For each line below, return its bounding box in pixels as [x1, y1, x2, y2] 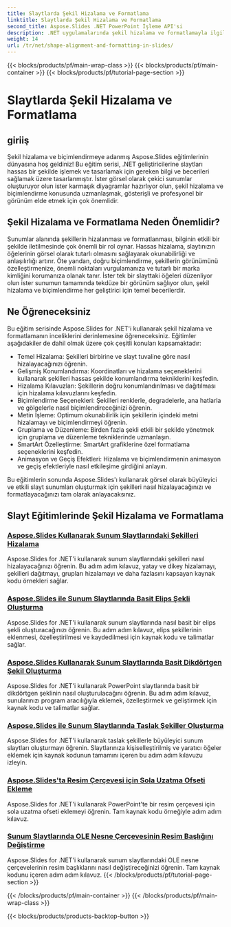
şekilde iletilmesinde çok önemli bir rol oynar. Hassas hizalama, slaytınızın [7, 242, 215, 250]
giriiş [7, 134, 30, 146]
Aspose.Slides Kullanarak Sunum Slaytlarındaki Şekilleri [7, 530, 199, 540]
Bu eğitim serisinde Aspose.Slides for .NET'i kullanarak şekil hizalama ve [7, 324, 212, 333]
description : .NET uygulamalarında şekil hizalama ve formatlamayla [7, 29, 208, 37]
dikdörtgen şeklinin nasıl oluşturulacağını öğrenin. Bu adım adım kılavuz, [7, 689, 211, 697]
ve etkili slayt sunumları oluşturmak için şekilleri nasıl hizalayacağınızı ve [7, 483, 212, 491]
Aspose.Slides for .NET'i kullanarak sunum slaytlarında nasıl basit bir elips [7, 618, 217, 627]
